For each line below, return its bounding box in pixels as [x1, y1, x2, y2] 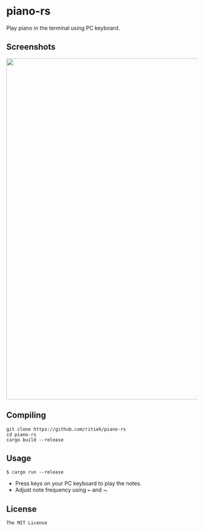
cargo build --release [6, 436, 64, 443]
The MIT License [6, 520, 47, 526]
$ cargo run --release [6, 469, 64, 475]
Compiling [6, 410, 47, 421]
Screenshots [6, 42, 56, 52]
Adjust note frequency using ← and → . [15, 486, 108, 493]
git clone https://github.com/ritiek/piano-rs [6, 426, 126, 432]
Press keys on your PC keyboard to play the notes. [15, 480, 141, 487]
